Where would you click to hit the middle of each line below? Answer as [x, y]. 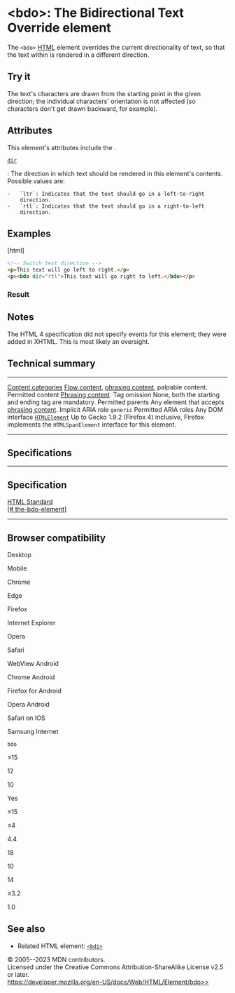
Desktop [19, 554]
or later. [18, 974]
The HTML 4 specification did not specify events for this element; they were [117, 334]
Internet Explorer [31, 622]
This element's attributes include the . [62, 147]
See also [26, 929]
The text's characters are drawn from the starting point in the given [104, 93]
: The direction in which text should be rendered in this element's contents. [115, 173]
